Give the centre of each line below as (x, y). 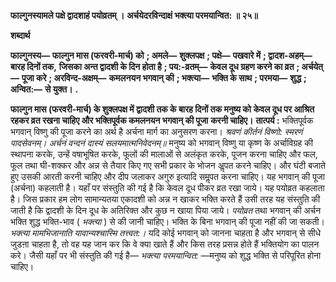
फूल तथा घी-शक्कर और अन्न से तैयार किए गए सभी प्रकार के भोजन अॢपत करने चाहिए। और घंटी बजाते (168, 165)
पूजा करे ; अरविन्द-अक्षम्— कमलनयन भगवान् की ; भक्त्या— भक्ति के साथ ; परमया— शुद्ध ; (164, 78)
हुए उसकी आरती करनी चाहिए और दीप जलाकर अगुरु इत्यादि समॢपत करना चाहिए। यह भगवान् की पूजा (167, 176)
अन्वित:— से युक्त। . (44, 89)
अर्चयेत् (312, 66)
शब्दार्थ (20, 35)
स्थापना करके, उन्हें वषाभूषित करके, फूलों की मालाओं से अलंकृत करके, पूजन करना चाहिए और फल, (164, 154)
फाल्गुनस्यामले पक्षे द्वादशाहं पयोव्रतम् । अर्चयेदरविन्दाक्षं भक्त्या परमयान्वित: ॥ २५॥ (134, 15)
